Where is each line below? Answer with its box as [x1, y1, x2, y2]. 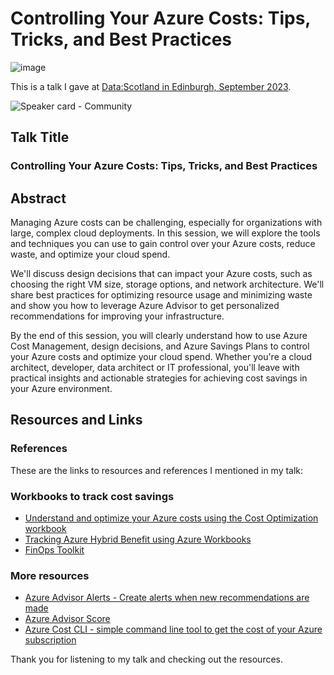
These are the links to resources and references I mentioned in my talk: [10, 464, 304, 476]
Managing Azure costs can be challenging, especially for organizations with [10, 217, 323, 229]
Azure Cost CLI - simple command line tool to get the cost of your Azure [24, 623, 323, 636]
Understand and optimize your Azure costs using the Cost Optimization [24, 512, 319, 524]
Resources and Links [10, 412, 143, 429]
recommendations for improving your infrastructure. [10, 310, 225, 322]
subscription [24, 634, 77, 646]
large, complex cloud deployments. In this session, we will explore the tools [10, 227, 321, 239]
